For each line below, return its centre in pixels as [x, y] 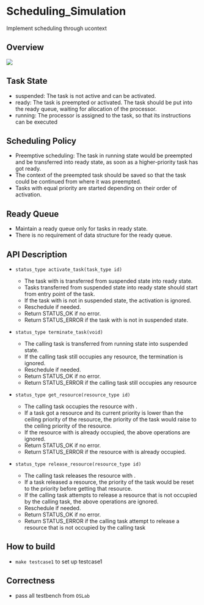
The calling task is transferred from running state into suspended [106, 343]
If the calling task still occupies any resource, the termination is [104, 357]
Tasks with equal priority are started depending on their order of [96, 188]
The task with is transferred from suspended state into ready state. [108, 281]
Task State [27, 81]
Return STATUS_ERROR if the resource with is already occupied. [105, 452]
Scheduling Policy [42, 141]
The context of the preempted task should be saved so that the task [100, 175]
